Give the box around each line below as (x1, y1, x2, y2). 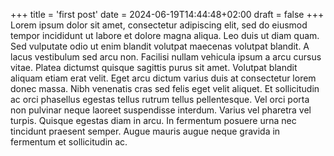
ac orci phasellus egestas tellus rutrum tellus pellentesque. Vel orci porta (10, 94, 310, 105)
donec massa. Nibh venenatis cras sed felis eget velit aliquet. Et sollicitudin (10, 83, 320, 94)
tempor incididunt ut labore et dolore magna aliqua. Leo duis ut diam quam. (10, 30, 320, 41)
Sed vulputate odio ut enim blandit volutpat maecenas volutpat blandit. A (10, 40, 310, 52)
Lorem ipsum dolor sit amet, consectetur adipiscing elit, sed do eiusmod (10, 19, 308, 31)
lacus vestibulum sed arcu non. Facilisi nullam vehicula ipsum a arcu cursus (10, 51, 322, 63)
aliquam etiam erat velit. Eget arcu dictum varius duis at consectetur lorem (10, 72, 317, 84)
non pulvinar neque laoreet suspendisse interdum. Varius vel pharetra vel (10, 104, 312, 116)
